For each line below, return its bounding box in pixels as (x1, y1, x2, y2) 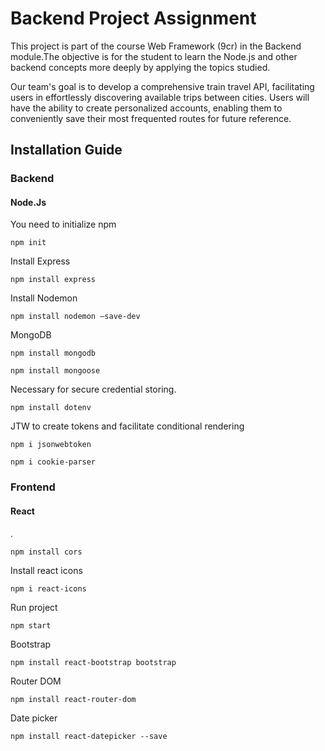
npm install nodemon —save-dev (10, 312, 141, 322)
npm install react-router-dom (10, 694, 137, 704)
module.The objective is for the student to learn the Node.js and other (10, 50, 298, 62)
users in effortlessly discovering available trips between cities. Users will (10, 91, 310, 103)
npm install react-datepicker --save (10, 731, 168, 741)
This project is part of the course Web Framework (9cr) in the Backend (10, 40, 302, 52)
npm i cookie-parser (10, 457, 97, 467)
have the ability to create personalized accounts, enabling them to (10, 102, 283, 114)
